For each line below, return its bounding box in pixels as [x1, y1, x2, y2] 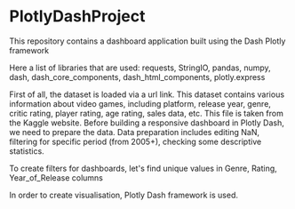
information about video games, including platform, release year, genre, [9, 98, 271, 109]
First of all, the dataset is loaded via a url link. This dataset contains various [9, 89, 285, 100]
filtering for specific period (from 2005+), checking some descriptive [9, 136, 262, 147]
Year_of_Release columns [9, 172, 104, 183]
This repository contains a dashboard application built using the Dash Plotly [9, 36, 286, 46]
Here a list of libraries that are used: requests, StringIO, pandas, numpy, [9, 62, 271, 73]
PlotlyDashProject [9, 6, 146, 27]
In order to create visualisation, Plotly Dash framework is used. [9, 189, 238, 200]
